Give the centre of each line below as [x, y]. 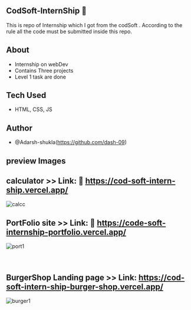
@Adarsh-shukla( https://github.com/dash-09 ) [70, 142]
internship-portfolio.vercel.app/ [66, 232]
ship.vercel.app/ [37, 190]
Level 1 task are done [40, 77]
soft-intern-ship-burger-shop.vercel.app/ [85, 287]
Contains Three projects [44, 70]
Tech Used [26, 95]
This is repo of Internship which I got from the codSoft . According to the [94, 25]
